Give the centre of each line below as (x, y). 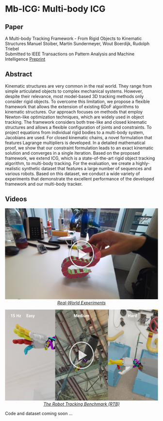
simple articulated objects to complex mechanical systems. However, (74, 91)
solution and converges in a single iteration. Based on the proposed (73, 153)
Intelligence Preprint (25, 59)
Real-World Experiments (81, 303)
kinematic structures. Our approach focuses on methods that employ (74, 112)
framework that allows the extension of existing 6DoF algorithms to (72, 106)
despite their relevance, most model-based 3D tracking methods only (74, 96)
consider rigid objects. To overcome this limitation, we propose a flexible (78, 101)
